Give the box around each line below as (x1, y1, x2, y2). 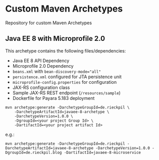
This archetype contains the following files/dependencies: (5, 47, 126, 54)
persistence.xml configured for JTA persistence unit (12, 74, 122, 80)
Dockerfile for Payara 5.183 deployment (12, 95, 95, 101)
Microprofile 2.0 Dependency (12, 63, 74, 69)
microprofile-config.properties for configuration (12, 79, 117, 85)
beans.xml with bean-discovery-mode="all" (12, 68, 101, 74)
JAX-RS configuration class (12, 84, 70, 90)
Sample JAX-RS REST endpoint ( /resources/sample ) (12, 89, 121, 96)
